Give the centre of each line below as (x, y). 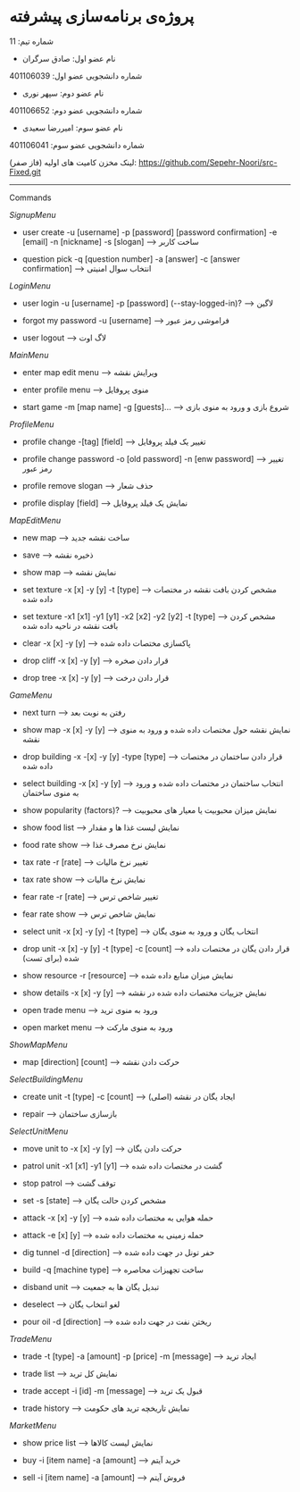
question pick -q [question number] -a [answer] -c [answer (131, 259)
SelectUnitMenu (39, 1131)
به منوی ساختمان (50, 792)
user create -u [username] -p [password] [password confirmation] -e (150, 232)
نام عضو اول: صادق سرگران (69, 58)
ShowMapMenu (38, 1044)
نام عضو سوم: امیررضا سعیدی (72, 128)
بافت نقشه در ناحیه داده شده (70, 625)
